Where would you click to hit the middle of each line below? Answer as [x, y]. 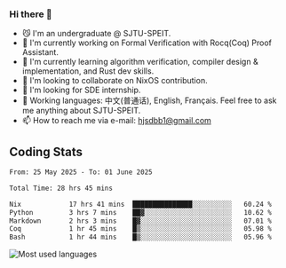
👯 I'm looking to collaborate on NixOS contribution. [115, 81]
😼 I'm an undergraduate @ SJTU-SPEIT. [96, 34]
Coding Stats [46, 151]
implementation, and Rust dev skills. [88, 71]
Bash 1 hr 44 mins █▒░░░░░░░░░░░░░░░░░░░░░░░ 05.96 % [141, 237]
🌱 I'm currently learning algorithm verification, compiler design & [140, 62]
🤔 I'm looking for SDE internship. [81, 90]
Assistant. [40, 52]
